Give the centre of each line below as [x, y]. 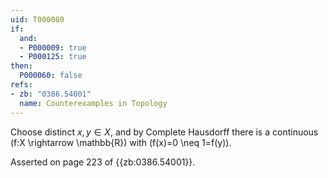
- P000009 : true [53, 47]
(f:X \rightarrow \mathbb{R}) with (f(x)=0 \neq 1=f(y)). [121, 142]
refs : [21, 85]
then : [21, 66]
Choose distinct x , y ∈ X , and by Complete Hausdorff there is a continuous [164, 132]
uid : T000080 [37, 19]
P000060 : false [51, 76]
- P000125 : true [53, 57]
